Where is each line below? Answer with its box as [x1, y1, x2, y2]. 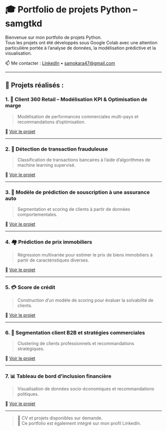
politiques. [17, 391, 39, 397]
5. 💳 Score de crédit [5, 284, 56, 291]
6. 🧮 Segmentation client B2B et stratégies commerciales [5, 329, 145, 336]
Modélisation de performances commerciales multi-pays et [17, 113, 139, 119]
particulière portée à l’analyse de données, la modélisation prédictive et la [5, 45, 156, 51]
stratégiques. [17, 346, 45, 352]
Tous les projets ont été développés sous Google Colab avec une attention [5, 39, 158, 45]
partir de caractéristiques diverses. [17, 257, 89, 263]
